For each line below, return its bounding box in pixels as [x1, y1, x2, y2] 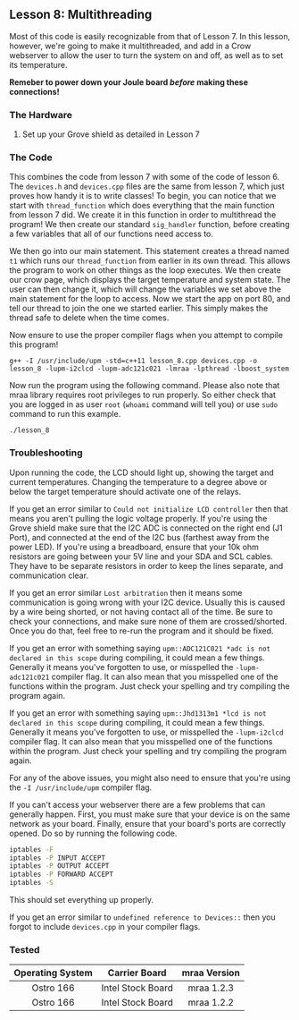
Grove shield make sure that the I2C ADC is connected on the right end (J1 [9, 523, 283, 533]
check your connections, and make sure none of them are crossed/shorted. [9, 616, 287, 626]
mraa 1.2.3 [187, 982, 235, 994]
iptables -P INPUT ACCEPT [9, 854, 105, 863]
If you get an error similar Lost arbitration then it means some [9, 587, 243, 598]
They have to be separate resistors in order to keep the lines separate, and [9, 560, 284, 571]
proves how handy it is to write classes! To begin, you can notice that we [9, 191, 277, 201]
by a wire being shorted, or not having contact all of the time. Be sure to [9, 606, 274, 616]
